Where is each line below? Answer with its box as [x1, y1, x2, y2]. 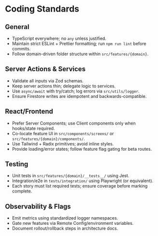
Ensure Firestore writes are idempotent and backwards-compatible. [12, 93, 147, 99]
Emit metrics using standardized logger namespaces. [12, 215, 118, 221]
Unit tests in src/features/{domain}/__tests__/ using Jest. [12, 173, 129, 179]
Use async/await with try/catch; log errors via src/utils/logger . [12, 88, 140, 94]
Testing [5, 160, 29, 168]
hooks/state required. [12, 125, 55, 131]
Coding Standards [5, 3, 80, 15]
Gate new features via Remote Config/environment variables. [12, 220, 134, 226]
